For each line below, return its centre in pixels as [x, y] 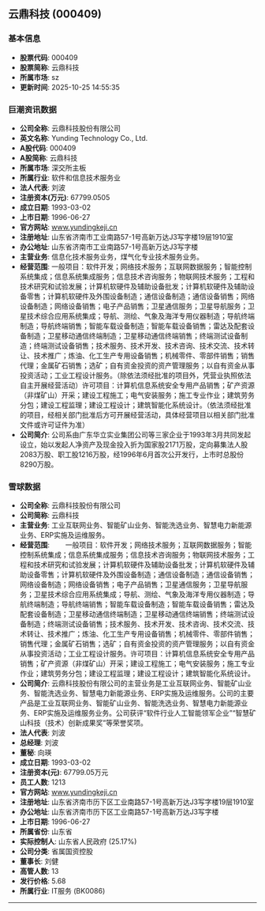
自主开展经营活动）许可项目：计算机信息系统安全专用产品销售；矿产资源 [137, 385]
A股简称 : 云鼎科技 [49, 157]
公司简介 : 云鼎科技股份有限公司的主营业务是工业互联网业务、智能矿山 [132, 683]
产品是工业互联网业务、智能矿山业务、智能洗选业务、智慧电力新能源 [130, 703]
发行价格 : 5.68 [43, 881]
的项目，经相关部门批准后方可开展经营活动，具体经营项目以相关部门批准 [137, 414]
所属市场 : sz [39, 77]
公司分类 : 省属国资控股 [56, 852]
